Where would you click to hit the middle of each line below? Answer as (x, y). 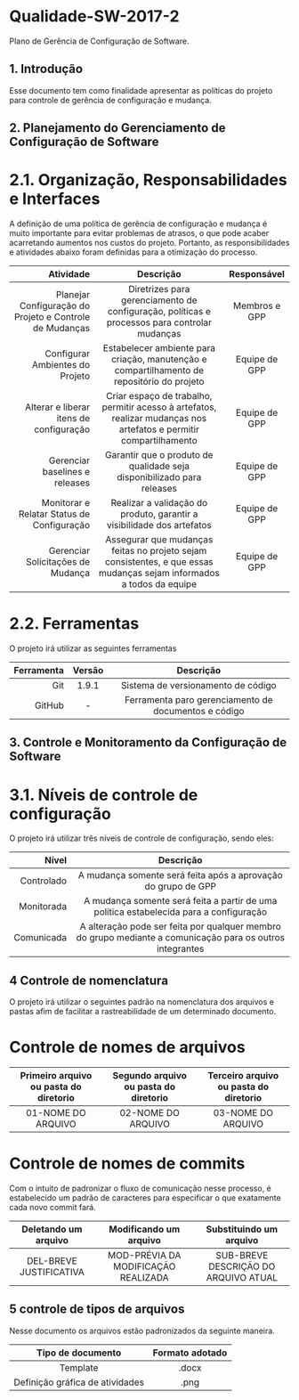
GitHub (49, 705)
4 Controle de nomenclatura (89, 980)
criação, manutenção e (159, 360)
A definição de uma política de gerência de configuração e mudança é (138, 224)
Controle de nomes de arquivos (128, 1047)
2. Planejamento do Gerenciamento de (117, 128)
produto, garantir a (159, 514)
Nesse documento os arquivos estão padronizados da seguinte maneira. (142, 1331)
